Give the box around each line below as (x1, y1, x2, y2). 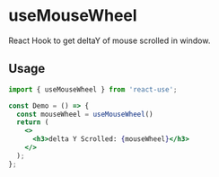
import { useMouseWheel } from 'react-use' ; (8, 84, 178, 94)
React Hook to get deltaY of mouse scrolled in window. (8, 35, 211, 46)
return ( (16, 118, 49, 127)
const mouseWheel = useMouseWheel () (16, 110, 153, 119)
